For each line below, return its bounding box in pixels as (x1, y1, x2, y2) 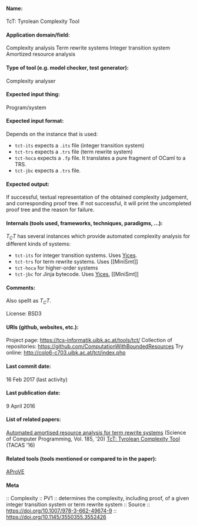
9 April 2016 (6, 402, 35, 409)
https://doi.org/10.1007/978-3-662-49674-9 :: (6, 507, 117, 514)
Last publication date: (6, 389, 61, 396)
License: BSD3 (6, 310, 42, 317)
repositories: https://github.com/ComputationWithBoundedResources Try (6, 343, 183, 350)
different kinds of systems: (6, 241, 71, 248)
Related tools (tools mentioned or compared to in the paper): (6, 455, 157, 462)
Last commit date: (6, 363, 51, 370)
